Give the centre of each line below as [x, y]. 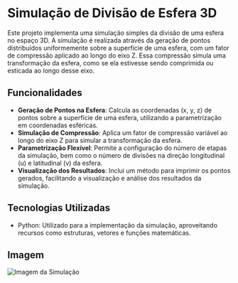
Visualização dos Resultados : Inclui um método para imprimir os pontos [124, 170]
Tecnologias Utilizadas [59, 208]
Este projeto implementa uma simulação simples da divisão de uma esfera [116, 33]
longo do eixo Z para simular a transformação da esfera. [100, 140]
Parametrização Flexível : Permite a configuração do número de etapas [122, 148]
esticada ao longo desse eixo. [51, 70]
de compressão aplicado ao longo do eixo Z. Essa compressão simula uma [117, 55]
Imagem [26, 255]
